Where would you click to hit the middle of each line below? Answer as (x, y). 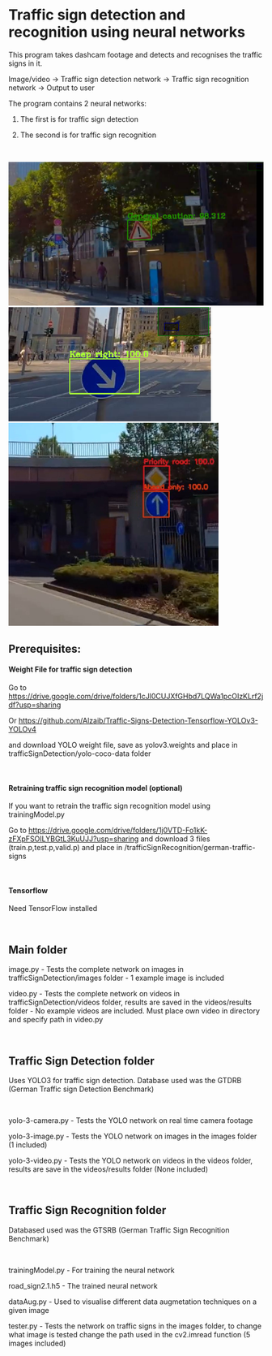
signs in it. (25, 63)
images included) (37, 1343)
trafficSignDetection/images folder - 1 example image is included (117, 978)
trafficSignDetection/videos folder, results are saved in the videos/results (130, 1002)
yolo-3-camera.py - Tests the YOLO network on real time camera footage (131, 1121)
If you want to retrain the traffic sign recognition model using (109, 806)
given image (29, 1310)
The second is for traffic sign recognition (88, 135)
